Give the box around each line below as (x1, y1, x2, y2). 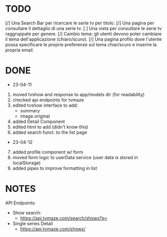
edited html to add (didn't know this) (12, 124, 89, 130)
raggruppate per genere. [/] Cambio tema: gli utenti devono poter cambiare (5, 31, 162, 37)
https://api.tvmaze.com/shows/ (20, 226, 86, 232)
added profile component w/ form (12, 149, 83, 155)
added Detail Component (12, 118, 65, 125)
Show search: (12, 210, 41, 216)
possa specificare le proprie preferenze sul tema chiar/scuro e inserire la (5, 41, 157, 47)
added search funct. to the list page (12, 129, 88, 135)
